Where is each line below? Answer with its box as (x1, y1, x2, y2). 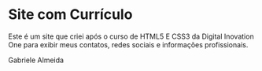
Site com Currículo (8, 6, 133, 24)
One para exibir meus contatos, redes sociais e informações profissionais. (8, 39, 249, 49)
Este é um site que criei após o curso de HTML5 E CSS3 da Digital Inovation (8, 32, 254, 41)
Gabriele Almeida (8, 55, 65, 65)
